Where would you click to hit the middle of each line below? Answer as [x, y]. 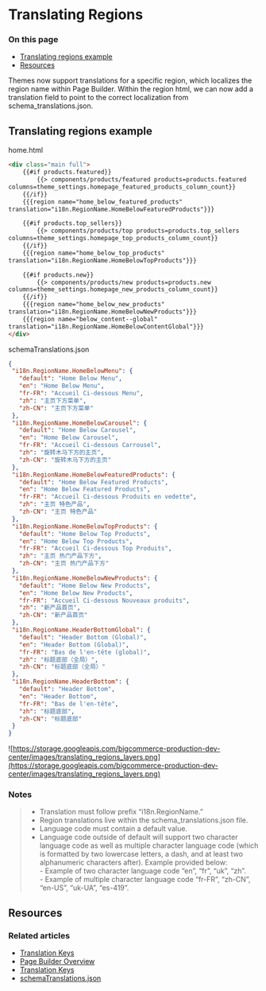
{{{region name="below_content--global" [90, 319]
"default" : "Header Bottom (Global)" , [83, 637]
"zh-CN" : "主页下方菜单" [56, 408]
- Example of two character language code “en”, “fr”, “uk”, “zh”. [143, 871]
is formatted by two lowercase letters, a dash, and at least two [141, 854]
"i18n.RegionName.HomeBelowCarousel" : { [79, 423]
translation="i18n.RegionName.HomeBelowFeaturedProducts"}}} [112, 209]
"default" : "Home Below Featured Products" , [94, 482]
